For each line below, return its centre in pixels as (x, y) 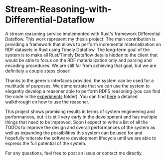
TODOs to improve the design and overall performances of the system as (80, 127)
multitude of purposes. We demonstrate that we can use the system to (78, 85)
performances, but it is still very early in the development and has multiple (81, 116)
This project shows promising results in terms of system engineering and (80, 111)
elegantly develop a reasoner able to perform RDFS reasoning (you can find (83, 91)
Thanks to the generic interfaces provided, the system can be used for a (80, 80)
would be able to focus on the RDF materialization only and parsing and (79, 60)
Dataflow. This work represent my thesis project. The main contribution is (81, 39)
